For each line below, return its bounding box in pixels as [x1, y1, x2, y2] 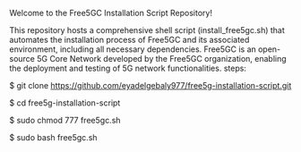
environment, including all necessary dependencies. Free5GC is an [9, 44, 257, 55]
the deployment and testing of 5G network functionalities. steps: [9, 63, 246, 73]
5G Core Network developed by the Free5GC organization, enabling [37, 54, 287, 63]
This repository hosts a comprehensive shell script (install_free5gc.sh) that [9, 25, 285, 35]
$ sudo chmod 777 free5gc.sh [9, 115, 121, 125]
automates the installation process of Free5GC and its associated [9, 35, 250, 45]
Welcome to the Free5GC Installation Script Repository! [9, 8, 213, 18]
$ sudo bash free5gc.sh [9, 132, 98, 142]
